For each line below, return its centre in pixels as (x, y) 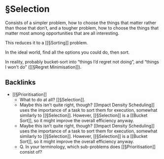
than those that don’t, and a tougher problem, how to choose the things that (82, 28)
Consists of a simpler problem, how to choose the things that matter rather (81, 23)
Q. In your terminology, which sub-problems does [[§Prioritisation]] (88, 147)
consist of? (31, 152)
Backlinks (20, 82)
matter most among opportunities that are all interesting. (62, 33)
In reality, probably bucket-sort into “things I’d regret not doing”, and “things (82, 62)
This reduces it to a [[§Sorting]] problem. (47, 42)
